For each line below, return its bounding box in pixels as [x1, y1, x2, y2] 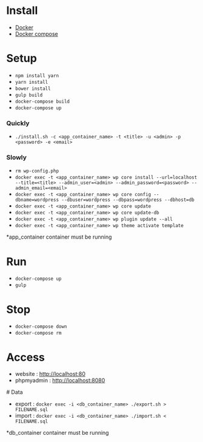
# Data [6, 389, 23, 396]
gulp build [15, 92, 43, 98]
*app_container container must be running [6, 233, 112, 240]
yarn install [15, 79, 48, 85]
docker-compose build [15, 98, 70, 104]
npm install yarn [15, 72, 59, 79]
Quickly [6, 119, 30, 127]
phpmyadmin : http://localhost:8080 [15, 377, 105, 384]
